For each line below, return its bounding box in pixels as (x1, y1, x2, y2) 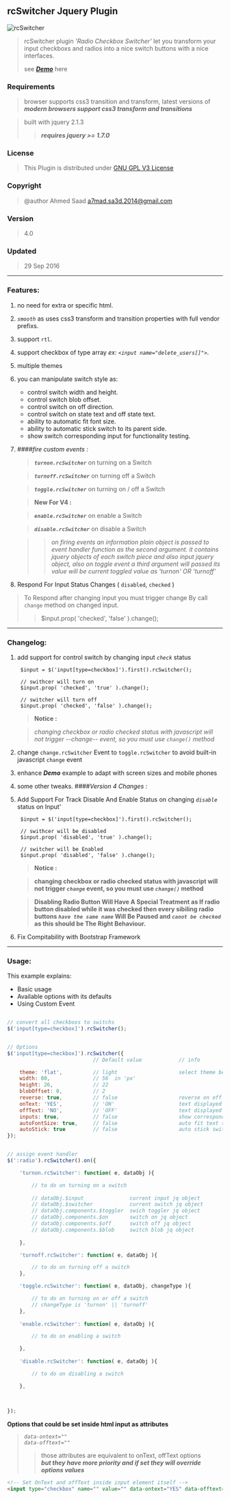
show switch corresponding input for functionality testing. (27, 432, 191, 440)
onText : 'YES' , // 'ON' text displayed (19, 1100, 222, 1107)
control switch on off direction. (27, 402, 114, 410)
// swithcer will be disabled (20, 828, 107, 834)
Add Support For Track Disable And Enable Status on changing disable (16, 795, 218, 804)
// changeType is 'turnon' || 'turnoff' (31, 1301, 149, 1308)
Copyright (7, 181, 42, 190)
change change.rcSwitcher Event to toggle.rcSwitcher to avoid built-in (16, 748, 217, 756)
